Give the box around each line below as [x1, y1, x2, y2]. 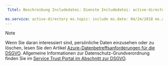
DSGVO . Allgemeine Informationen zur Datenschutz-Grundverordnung [5, 50, 150, 56]
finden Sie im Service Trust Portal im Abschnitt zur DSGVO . [5, 56, 127, 62]
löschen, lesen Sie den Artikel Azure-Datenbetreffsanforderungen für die [5, 45, 155, 51]
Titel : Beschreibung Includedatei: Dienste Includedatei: [7, 7, 131, 12]
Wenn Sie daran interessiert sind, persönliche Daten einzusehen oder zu [5, 40, 154, 46]
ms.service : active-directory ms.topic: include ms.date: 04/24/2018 [5, 16, 153, 21]
